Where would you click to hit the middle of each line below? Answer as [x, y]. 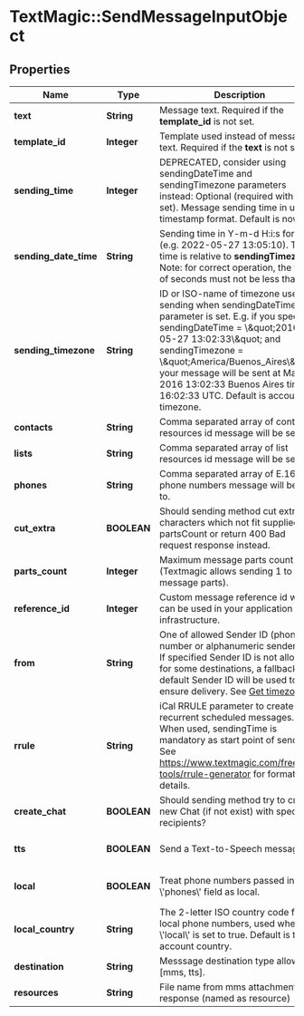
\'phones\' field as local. [210, 892]
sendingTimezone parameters [223, 185]
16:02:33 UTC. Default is [213, 396]
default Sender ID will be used [223, 680]
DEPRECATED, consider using [223, 162]
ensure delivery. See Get [212, 691]
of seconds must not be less [220, 279]
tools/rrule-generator [205, 774]
